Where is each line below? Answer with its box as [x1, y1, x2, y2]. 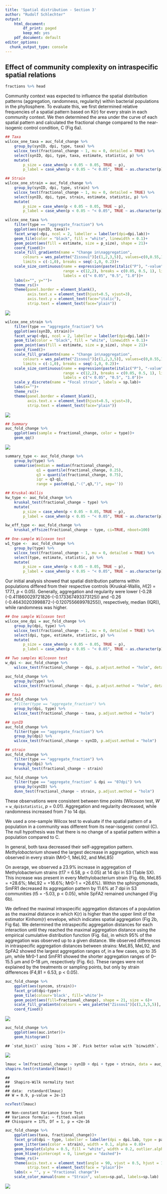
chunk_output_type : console [9, 44, 68, 49]
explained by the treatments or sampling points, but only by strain [5, 964, 140, 970]
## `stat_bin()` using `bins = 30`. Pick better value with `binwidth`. [5, 1043, 159, 1049]
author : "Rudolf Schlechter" [5, 12, 66, 17]
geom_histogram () [14, 1034, 50, 1039]
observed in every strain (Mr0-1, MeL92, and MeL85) [5, 854, 114, 860]
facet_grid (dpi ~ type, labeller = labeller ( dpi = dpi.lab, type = [14, 1137, 157, 1143]
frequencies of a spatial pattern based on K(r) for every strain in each [5, 109, 148, 115]
